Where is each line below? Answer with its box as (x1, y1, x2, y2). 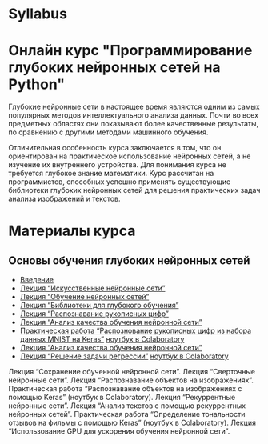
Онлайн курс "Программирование (8, 42, 253, 60)
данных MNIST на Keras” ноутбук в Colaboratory (19, 334, 185, 344)
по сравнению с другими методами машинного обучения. (8, 127, 209, 137)
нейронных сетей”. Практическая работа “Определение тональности (8, 410, 246, 419)
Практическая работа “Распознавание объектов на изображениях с (8, 384, 242, 394)
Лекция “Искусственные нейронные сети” (19, 283, 166, 293)
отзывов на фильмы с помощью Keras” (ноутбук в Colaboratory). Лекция (8, 418, 257, 428)
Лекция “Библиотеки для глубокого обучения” (19, 301, 179, 310)
